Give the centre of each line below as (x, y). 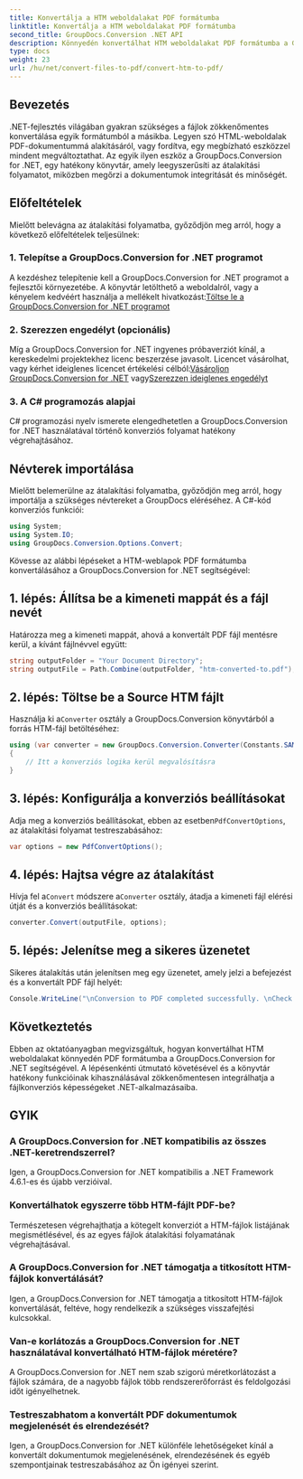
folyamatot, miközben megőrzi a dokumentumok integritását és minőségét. (148, 174)
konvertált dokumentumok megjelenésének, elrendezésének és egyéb (140, 1455)
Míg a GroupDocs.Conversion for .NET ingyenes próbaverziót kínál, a (138, 350)
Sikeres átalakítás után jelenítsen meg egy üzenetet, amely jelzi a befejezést (151, 972)
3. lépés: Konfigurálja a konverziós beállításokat (147, 799)
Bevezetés (40, 105)
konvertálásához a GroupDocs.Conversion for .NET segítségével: (130, 570)
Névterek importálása (72, 469)
